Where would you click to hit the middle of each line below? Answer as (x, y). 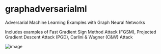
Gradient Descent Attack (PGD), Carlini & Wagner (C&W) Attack (69, 37)
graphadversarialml (46, 9)
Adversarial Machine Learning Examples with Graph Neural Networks (75, 22)
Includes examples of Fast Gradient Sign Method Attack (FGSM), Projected (80, 32)
